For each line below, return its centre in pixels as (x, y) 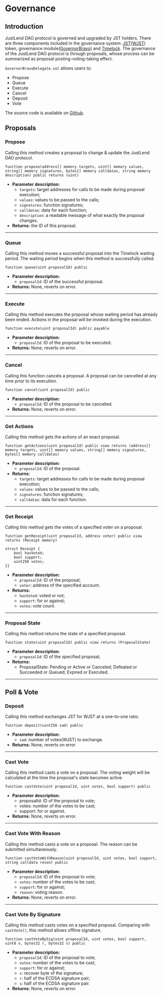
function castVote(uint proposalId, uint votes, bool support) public (78, 787)
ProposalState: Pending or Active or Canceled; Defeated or (78, 667)
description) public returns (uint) (42, 175)
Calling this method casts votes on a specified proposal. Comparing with (78, 925)
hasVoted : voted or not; (42, 596)
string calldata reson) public (37, 862)
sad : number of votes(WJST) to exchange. (61, 740)
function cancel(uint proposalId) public (48, 390)
